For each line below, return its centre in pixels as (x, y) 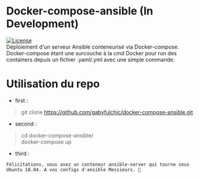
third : (22, 153)
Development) (43, 24)
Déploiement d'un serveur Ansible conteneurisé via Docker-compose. (93, 47)
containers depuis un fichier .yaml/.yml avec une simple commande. (91, 59)
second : (26, 124)
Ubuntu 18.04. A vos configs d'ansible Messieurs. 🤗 (74, 169)
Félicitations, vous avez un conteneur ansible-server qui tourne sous (98, 164)
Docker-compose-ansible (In (80, 11)
